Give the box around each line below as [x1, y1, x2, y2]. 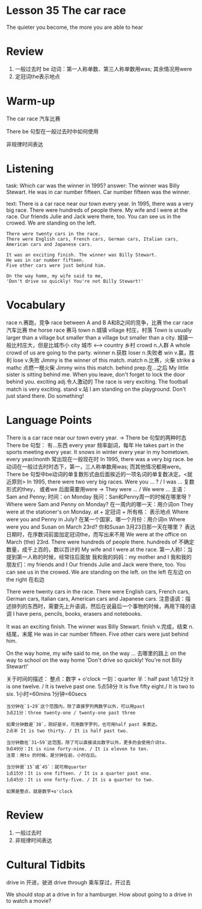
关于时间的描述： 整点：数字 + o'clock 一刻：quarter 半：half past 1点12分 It [6, 675, 194, 682]
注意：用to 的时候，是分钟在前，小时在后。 [6, 752, 100, 759]
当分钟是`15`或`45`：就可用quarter [6, 764, 87, 770]
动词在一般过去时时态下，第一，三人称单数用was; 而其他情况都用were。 [6, 463, 185, 470]
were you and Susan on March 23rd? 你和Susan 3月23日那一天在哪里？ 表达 [6, 523, 195, 530]
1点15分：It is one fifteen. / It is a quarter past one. [6, 770, 152, 777]
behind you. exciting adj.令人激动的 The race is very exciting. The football [6, 377, 188, 385]
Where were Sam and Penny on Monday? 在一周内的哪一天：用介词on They [6, 500, 194, 507]
